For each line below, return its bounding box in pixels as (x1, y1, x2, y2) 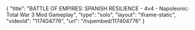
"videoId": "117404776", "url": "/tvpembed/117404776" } (6, 18, 145, 24)
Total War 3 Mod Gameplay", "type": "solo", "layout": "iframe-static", (6, 11, 176, 18)
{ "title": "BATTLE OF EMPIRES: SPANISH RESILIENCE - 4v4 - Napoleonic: (6, 5, 190, 12)
